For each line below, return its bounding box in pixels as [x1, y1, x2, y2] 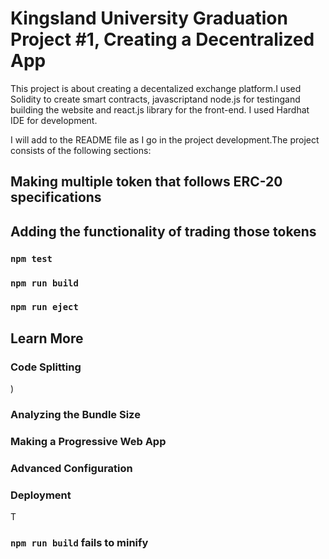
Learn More [10, 330, 84, 347]
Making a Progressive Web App [10, 435, 167, 449]
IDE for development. [10, 114, 98, 126]
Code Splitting [10, 360, 82, 374]
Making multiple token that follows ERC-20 [10, 173, 283, 191]
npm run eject [10, 302, 79, 313]
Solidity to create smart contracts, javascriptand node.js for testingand [10, 93, 301, 105]
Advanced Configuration [10, 461, 133, 475]
